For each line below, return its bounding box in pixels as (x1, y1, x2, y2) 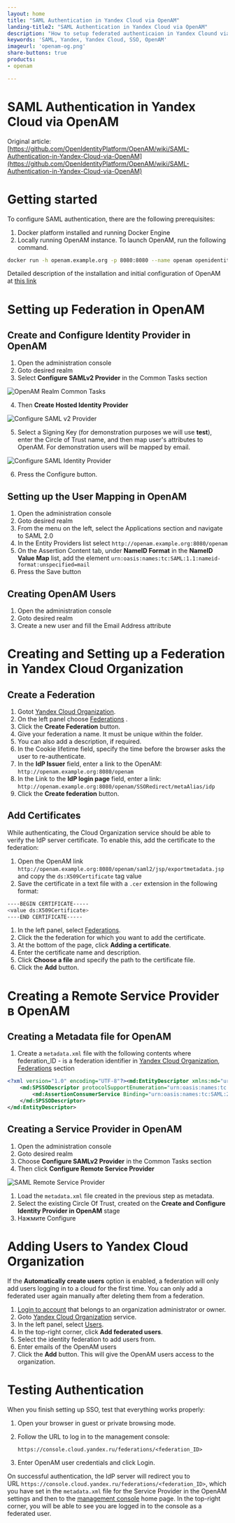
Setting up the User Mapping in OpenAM (7, 491, 187, 503)
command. (17, 243, 49, 251)
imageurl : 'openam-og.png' (7, 43, 86, 50)
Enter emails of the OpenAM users (17, 1342, 117, 1351)
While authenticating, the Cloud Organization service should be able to (7, 828, 211, 837)
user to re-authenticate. (17, 752, 86, 760)
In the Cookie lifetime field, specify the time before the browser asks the (17, 745, 226, 753)
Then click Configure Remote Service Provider (17, 1164, 155, 1173)
